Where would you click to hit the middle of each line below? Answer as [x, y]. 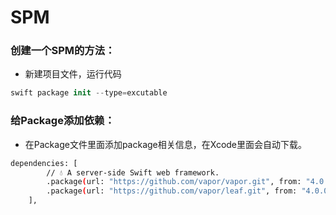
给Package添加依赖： [62, 121]
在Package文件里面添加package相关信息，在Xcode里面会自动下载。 [166, 144]
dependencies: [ [44, 163]
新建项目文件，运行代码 [73, 74]
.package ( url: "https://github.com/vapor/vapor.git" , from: [174, 182]
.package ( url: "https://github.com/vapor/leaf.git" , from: [172, 191]
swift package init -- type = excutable [89, 93]
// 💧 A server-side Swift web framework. [133, 172]
